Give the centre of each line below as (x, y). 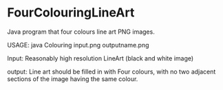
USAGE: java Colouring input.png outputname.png (78, 45)
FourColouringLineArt (71, 13)
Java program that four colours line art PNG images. (81, 32)
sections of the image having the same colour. (73, 79)
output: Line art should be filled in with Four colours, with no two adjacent (111, 71)
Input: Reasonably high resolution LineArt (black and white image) (100, 58)
